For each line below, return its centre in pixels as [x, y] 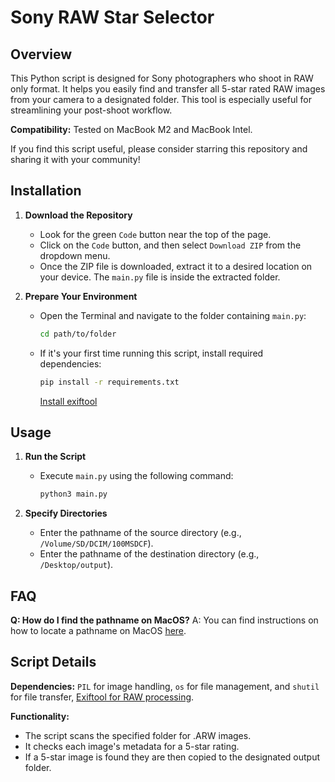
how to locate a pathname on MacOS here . [98, 631]
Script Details [53, 662]
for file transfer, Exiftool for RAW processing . [102, 697]
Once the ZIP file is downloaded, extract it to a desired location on [176, 266]
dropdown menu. [75, 255]
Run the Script [55, 457]
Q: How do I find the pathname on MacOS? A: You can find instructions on [164, 620]
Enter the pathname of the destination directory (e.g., [149, 554]
